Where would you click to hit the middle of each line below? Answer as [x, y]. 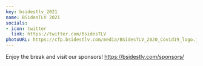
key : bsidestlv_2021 [32, 12]
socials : [17, 23]
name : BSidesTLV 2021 [33, 17]
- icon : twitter [26, 28]
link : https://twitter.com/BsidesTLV [59, 34]
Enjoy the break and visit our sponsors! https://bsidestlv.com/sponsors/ [95, 57]
